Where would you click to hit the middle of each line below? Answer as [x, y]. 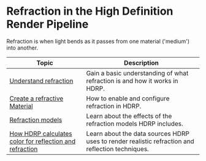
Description [141, 62]
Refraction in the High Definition [90, 11]
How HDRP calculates [41, 133]
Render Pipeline [48, 24]
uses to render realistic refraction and [140, 141]
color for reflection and [42, 141]
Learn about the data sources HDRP [138, 133]
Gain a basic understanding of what [137, 73]
